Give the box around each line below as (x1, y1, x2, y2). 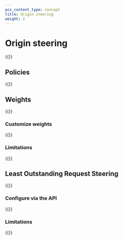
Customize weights (5, 120, 52, 127)
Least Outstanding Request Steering (5, 169, 119, 178)
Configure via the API (5, 195, 57, 202)
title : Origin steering (5, 12, 54, 17)
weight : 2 (5, 16, 25, 21)
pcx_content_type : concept (5, 7, 60, 12)
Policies (5, 68, 30, 76)
